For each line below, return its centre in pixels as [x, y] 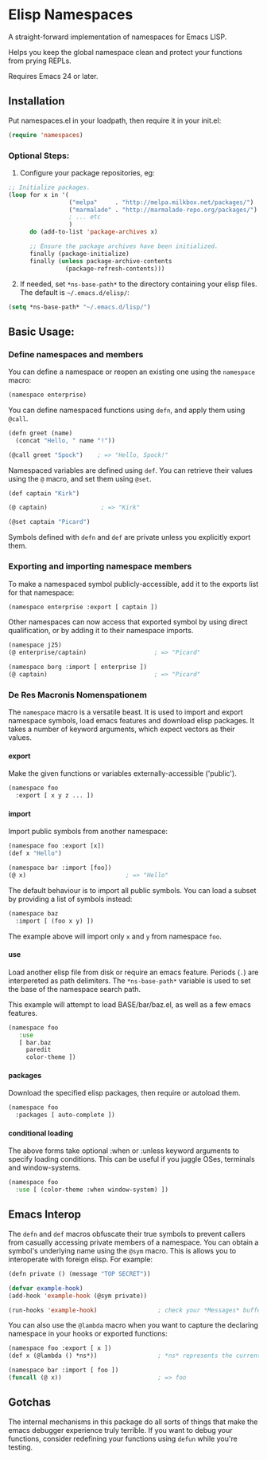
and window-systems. [44, 1168]
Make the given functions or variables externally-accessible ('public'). [122, 773]
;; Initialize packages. [49, 187]
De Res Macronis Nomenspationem [77, 695]
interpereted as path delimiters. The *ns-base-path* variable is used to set [130, 980]
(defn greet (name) [41, 433]
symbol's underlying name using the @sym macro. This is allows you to [122, 1250]
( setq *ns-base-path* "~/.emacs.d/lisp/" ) [79, 307]
